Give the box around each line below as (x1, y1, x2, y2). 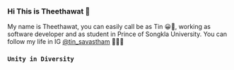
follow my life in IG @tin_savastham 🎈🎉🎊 (7, 37, 124, 46)
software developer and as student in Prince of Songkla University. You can (7, 30, 228, 38)
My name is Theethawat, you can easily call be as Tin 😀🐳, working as (7, 23, 211, 31)
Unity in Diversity (7, 55, 74, 63)
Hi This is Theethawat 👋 (7, 6, 90, 16)
